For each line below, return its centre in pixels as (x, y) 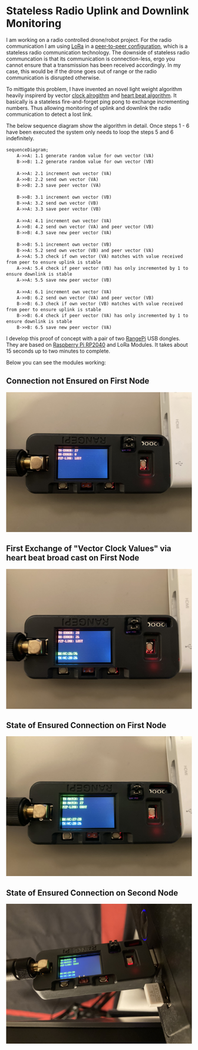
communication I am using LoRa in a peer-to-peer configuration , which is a (97, 46)
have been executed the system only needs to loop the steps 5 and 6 (90, 132)
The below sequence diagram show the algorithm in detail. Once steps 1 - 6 (98, 125)
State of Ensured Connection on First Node (86, 725)
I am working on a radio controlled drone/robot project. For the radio (89, 40)
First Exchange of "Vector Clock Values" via (89, 549)
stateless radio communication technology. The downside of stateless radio (98, 52)
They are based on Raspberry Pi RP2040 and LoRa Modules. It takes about (97, 344)
